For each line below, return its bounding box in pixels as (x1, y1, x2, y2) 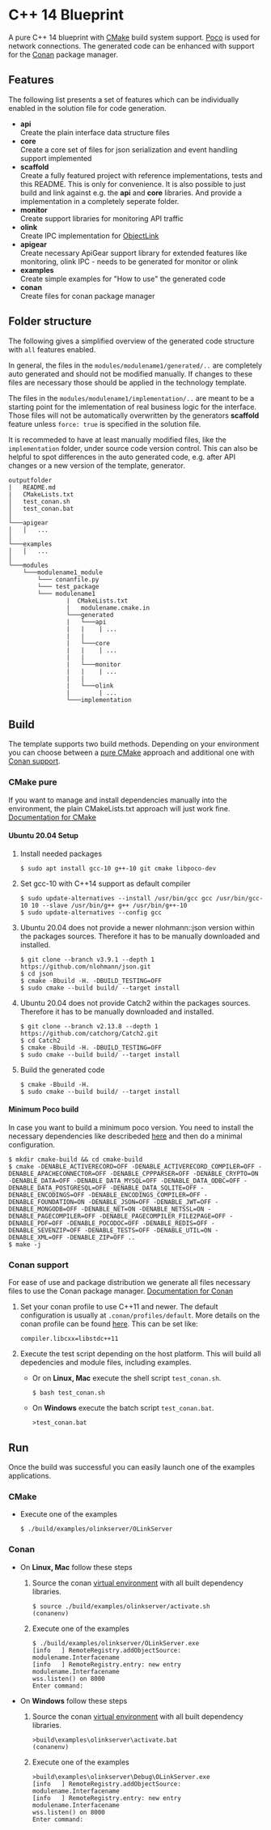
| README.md (8, 483, 57, 492)
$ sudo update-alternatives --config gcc (19, 909, 162, 917)
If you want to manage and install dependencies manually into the (8, 795, 228, 805)
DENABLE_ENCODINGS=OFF (8, 1191, 85, 1199)
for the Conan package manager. (8, 49, 119, 59)
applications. (8, 1471, 51, 1481)
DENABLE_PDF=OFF (8, 1219, 63, 1228)
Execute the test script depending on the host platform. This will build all (19, 1349, 261, 1359)
